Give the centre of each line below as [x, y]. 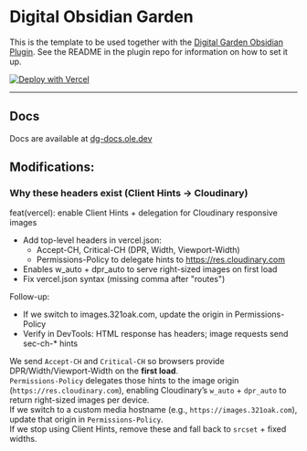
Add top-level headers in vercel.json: [92, 240]
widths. [23, 439]
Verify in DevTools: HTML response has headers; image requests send [155, 334]
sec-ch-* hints [50, 343]
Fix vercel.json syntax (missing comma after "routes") [124, 279]
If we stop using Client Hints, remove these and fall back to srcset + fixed [148, 429]
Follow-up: [30, 297]
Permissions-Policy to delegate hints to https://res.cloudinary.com [161, 260]
